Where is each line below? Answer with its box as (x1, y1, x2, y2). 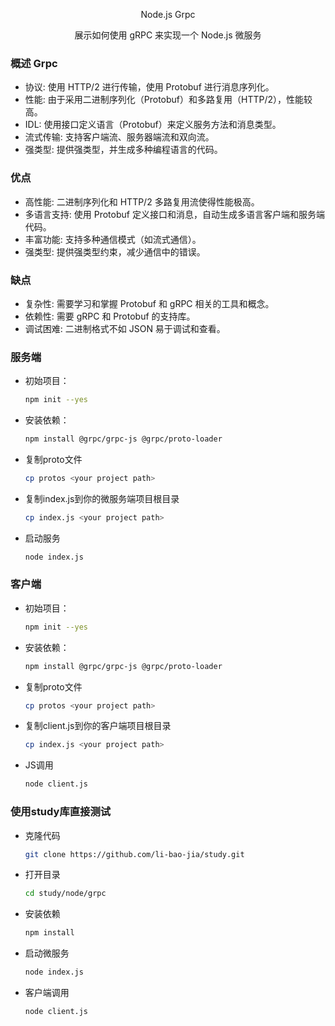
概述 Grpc (10, 56, 58, 70)
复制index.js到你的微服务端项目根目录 (24, 492, 180, 504)
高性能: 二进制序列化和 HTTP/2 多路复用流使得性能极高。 (24, 195, 260, 208)
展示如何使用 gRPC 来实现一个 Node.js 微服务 (74, 29, 262, 41)
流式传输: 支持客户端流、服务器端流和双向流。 (24, 131, 215, 143)
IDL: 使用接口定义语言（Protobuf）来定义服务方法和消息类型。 (24, 119, 282, 131)
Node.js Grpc (140, 9, 196, 20)
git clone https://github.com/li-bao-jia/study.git (24, 849, 245, 859)
